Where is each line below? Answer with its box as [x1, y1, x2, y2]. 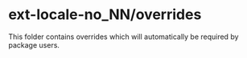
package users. [8, 40, 60, 49]
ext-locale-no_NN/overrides [8, 6, 202, 24]
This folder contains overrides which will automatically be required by [8, 32, 239, 41]
